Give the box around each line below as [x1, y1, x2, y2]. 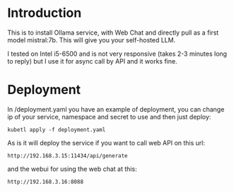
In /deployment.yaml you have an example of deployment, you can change [7, 104, 225, 114]
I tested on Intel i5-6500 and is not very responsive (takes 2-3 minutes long [7, 49, 228, 58]
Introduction [7, 5, 82, 21]
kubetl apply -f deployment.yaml [7, 126, 106, 133]
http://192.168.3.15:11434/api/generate [7, 152, 129, 160]
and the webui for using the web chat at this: [7, 164, 137, 173]
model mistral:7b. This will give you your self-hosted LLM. [7, 35, 176, 44]
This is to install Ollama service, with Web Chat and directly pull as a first [7, 28, 219, 37]
